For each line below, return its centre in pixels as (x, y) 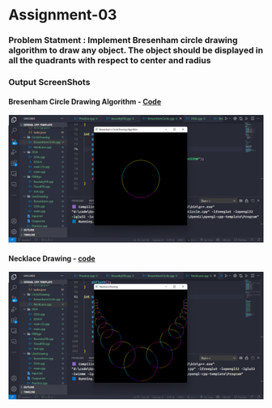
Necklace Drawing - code (52, 258)
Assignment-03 (63, 15)
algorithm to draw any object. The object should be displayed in (136, 50)
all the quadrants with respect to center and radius (110, 61)
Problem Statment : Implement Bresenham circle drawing (123, 40)
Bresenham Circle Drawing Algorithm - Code (85, 101)
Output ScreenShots (49, 83)
